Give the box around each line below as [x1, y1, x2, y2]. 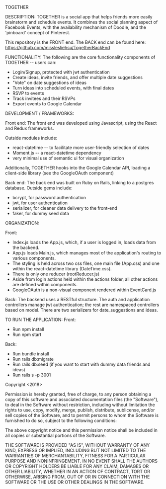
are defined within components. [12, 282, 78, 287]
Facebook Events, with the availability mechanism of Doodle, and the [5, 24, 147, 30]
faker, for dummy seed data [12, 211, 70, 216]
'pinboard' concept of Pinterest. [5, 30, 71, 35]
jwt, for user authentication [12, 200, 68, 206]
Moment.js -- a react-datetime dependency [12, 150, 102, 156]
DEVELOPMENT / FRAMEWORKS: [5, 110, 75, 116]
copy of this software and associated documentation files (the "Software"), [5, 397, 159, 402]
